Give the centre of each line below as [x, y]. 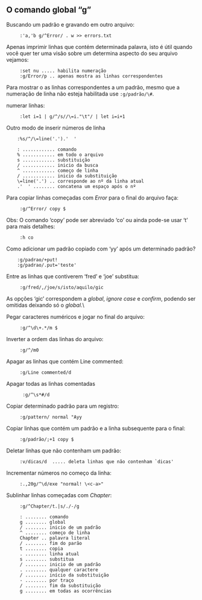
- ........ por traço [47, 580]
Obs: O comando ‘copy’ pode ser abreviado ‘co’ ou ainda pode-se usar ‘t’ [97, 220]
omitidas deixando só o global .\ [45, 305]
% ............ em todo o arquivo [60, 155]
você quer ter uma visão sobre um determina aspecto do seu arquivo [92, 53]
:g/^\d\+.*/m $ [39, 328]
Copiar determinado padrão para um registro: [63, 406]
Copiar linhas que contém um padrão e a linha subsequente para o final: [96, 428]
